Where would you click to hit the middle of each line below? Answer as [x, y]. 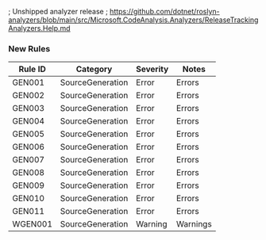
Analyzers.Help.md [39, 28]
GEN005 [29, 134]
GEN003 [29, 109]
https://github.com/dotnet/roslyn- [165, 11]
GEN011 [29, 211]
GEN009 [29, 185]
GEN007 [29, 160]
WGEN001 [33, 224]
